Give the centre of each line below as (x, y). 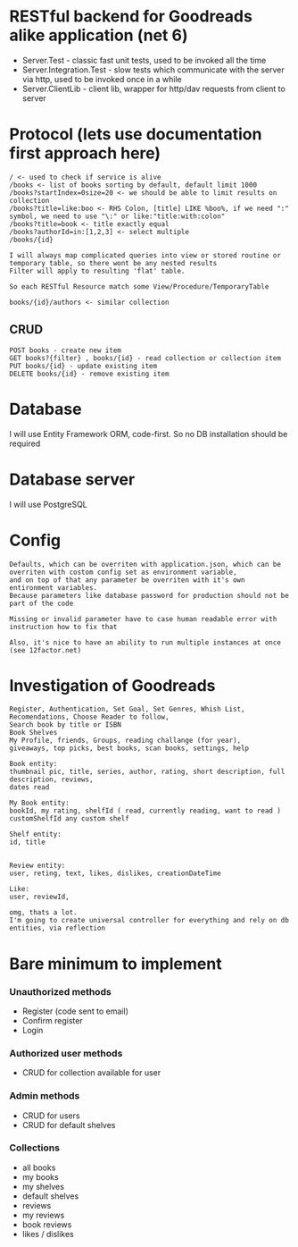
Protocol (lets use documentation (136, 135)
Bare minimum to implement (116, 964)
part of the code (41, 603)
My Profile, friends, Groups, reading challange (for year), (125, 741)
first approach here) (85, 153)
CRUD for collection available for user (91, 1073)
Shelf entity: (36, 834)
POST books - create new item (66, 350)
